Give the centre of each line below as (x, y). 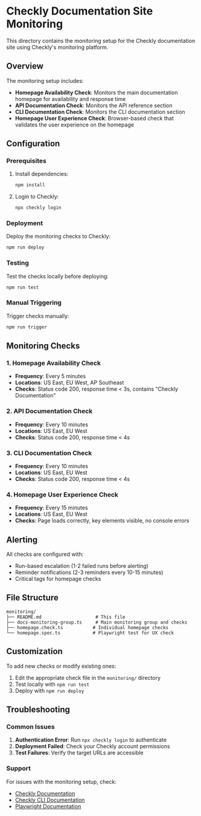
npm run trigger (27, 327)
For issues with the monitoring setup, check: (61, 782)
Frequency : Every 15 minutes (52, 508)
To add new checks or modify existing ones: (61, 666)
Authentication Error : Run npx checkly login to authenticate (91, 740)
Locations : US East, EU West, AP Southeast (69, 383)
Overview (25, 66)
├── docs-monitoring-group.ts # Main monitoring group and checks (97, 622)
